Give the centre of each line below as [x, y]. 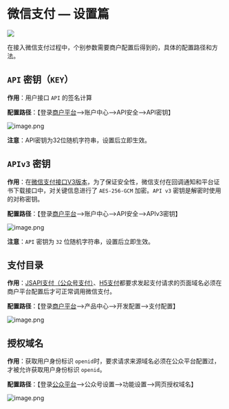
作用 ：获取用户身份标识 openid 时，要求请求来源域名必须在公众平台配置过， [113, 361]
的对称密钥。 [25, 199]
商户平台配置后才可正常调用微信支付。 [61, 291]
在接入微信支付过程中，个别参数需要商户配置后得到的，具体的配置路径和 [109, 47]
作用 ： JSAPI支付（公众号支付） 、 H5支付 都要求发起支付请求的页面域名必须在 [115, 283]
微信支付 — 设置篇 [58, 14]
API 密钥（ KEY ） [40, 80]
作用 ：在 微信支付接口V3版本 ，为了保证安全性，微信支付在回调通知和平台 [111, 181]
